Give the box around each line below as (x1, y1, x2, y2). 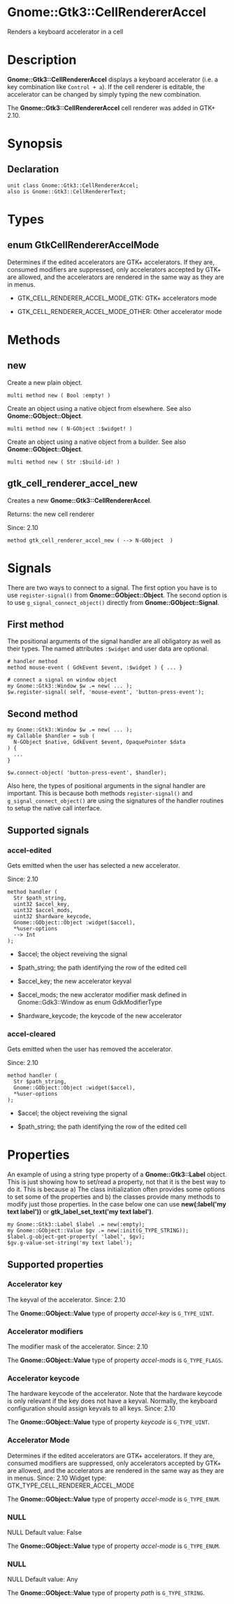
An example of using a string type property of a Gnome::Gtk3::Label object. (7, 1170, 227, 1178)
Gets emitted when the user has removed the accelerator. (7, 1045, 173, 1054)
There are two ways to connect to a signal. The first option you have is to (7, 583, 218, 592)
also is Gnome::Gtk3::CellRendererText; (7, 188, 127, 195)
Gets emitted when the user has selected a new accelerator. (7, 861, 180, 869)
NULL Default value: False (7, 1528, 82, 1537)
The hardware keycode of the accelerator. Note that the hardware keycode (7, 1389, 222, 1398)
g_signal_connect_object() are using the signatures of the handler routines (7, 796, 224, 805)
